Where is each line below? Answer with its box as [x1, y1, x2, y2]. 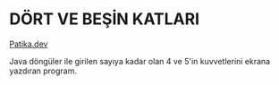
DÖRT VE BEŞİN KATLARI [9, 9, 199, 30]
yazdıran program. [9, 65, 78, 76]
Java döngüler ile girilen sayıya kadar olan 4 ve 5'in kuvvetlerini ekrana [9, 55, 271, 66]
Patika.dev [9, 38, 48, 49]
